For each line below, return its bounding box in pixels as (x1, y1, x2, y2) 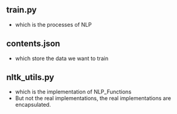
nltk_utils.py (6, 72, 55, 82)
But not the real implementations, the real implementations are (15, 95, 172, 102)
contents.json (6, 39, 61, 49)
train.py (6, 5, 37, 15)
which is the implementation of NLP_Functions (15, 88, 132, 96)
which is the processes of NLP (15, 21, 92, 28)
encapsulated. (15, 101, 51, 109)
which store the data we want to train (15, 55, 108, 62)
